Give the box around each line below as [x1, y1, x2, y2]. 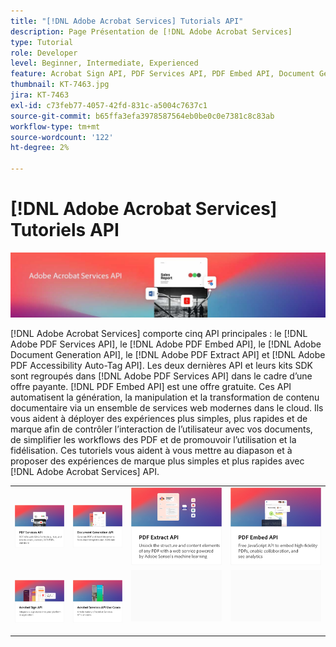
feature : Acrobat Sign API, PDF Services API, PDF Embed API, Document [10, 69, 315, 79]
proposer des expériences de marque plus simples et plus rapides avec [10, 455, 305, 467]
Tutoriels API [10, 219, 120, 242]
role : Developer [10, 48, 78, 58]
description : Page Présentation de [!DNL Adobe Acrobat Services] [10, 26, 293, 37]
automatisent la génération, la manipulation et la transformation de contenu [10, 391, 320, 404]
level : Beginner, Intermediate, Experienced [10, 58, 199, 69]
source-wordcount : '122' [10, 132, 114, 142]
